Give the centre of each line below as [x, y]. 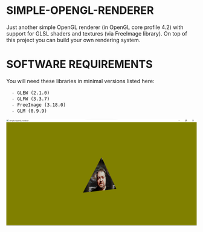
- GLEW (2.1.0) [31, 93]
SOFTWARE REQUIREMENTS [79, 64]
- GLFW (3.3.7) [31, 99]
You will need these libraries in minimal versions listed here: [81, 81]
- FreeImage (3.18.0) [39, 105]
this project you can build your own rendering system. [73, 40]
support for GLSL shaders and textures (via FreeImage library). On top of [97, 33]
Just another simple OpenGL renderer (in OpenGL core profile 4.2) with [95, 27]
